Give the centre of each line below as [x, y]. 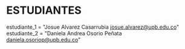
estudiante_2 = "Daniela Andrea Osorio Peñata [64, 33]
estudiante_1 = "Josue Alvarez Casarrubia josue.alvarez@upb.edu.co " [93, 27]
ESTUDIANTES [44, 10]
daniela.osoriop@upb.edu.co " [44, 39]
